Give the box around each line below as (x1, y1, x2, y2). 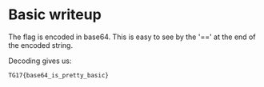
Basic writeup (8, 6, 102, 24)
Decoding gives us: (8, 56, 72, 65)
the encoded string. (8, 40, 74, 49)
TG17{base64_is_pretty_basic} (8, 71, 110, 79)
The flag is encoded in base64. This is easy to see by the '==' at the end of (8, 32, 256, 42)
